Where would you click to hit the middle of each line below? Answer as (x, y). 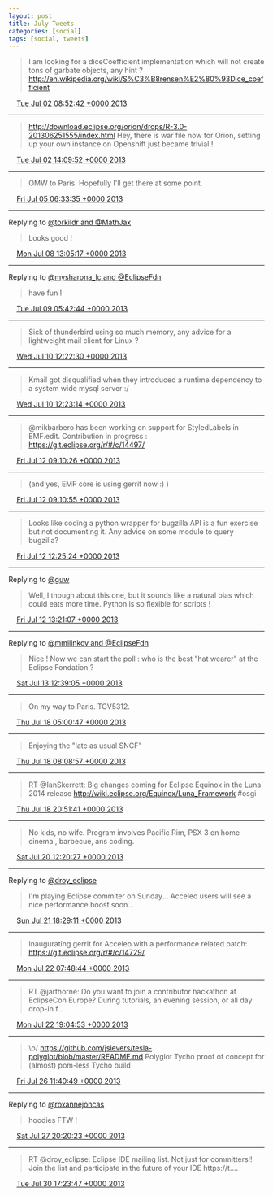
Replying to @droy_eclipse (53, 881)
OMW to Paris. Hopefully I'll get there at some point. (115, 183)
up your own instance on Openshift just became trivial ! (121, 144)
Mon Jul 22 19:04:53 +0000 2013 (72, 1024)
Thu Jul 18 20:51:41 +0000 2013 (69, 809)
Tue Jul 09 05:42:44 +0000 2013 (72, 309)
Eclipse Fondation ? (61, 668)
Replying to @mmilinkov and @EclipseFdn (78, 643)
